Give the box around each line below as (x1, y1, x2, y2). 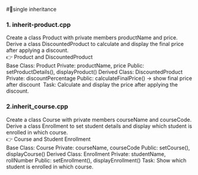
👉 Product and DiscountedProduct (6, 54, 93, 61)
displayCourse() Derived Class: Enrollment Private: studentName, (6, 150, 166, 158)
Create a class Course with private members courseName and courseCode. (6, 116, 192, 123)
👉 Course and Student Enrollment (6, 135, 91, 143)
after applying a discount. (6, 47, 69, 54)
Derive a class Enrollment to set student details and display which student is (6, 122, 192, 130)
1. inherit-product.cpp (6, 20, 71, 29)
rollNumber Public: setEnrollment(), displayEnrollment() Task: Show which (6, 156, 187, 164)
